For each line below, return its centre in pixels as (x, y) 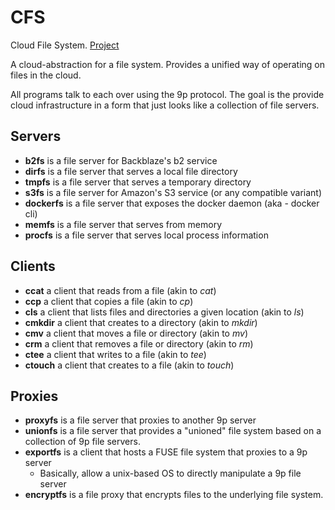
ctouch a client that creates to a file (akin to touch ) (129, 365)
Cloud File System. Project (65, 45)
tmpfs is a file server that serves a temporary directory (138, 182)
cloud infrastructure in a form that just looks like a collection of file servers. (165, 105)
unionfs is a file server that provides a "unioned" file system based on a (173, 431)
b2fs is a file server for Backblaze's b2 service (121, 160)
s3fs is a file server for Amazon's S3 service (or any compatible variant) (173, 192)
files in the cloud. (46, 75)
